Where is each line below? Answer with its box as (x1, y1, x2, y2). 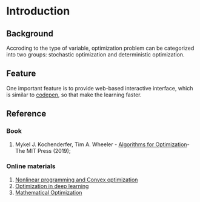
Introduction (6, 4, 70, 18)
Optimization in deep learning (15, 182, 89, 189)
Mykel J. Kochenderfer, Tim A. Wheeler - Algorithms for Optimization (15, 141, 187, 148)
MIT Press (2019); (26, 147, 71, 154)
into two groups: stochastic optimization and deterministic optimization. (6, 51, 185, 58)
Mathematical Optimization (15, 189, 82, 196)
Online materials (6, 162, 56, 170)
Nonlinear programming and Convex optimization (15, 176, 138, 183)
